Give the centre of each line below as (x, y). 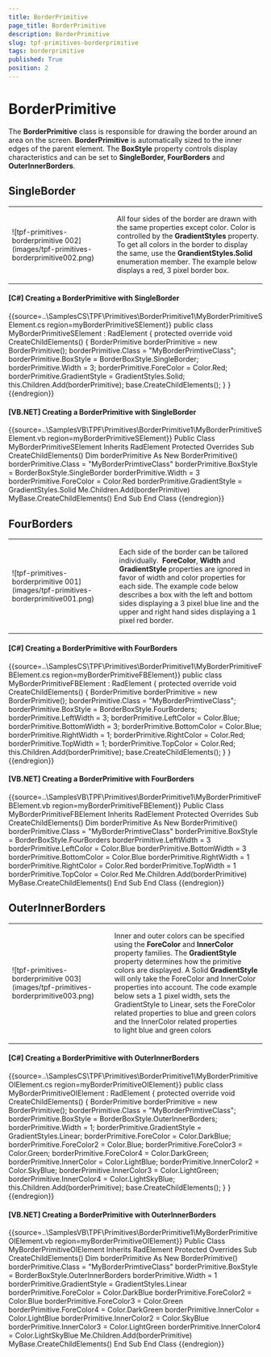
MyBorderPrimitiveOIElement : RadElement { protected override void (122, 1093)
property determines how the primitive (178, 961)
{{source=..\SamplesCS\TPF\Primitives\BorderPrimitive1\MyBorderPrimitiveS (135, 316)
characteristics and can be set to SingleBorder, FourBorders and (117, 157)
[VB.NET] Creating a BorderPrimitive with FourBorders (102, 779)
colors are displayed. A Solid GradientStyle (186, 970)
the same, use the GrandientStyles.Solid (185, 253)
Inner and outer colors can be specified (179, 936)
